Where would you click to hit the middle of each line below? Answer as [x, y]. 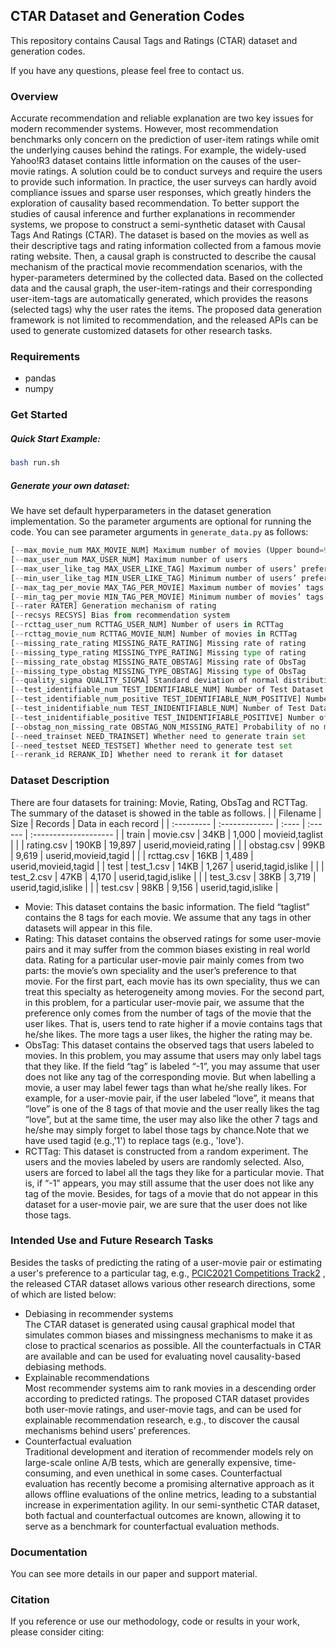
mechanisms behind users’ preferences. [108, 1430]
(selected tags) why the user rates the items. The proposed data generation [166, 310]
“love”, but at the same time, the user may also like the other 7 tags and [171, 1119]
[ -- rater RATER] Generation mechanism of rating [113, 606]
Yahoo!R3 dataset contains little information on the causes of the [143, 161]
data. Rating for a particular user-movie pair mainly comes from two [164, 960]
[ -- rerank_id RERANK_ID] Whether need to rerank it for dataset [147, 755]
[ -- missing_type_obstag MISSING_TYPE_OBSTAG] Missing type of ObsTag [158, 671]
